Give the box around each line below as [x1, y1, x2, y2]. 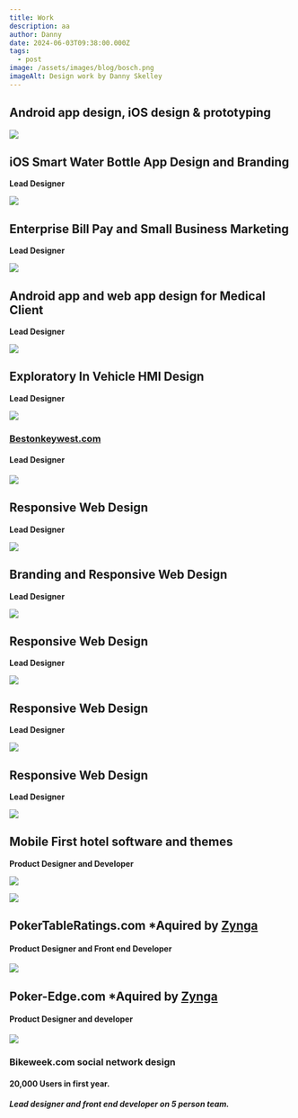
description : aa [9, 22, 70, 31]
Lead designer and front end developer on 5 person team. [9, 1099, 230, 1110]
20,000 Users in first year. [9, 1077, 110, 1089]
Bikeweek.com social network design [9, 1055, 176, 1068]
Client [9, 302, 44, 318]
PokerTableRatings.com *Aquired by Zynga [9, 918, 259, 933]
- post [17, 55, 42, 64]
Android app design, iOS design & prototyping [9, 105, 272, 121]
